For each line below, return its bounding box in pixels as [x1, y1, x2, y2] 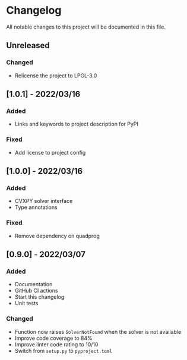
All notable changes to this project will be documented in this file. [6, 23, 166, 30]
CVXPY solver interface [14, 198, 73, 205]
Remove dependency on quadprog [14, 232, 100, 239]
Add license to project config [14, 149, 86, 156]
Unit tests [14, 300, 39, 307]
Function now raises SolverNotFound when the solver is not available [14, 328, 182, 335]
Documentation [14, 281, 53, 288]
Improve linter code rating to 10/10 [14, 340, 99, 348]
